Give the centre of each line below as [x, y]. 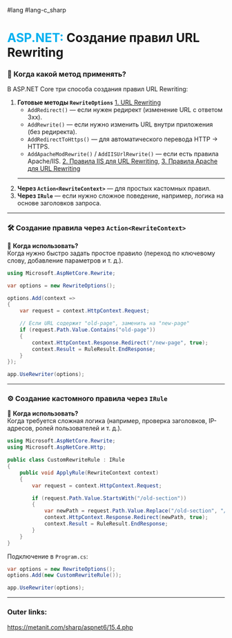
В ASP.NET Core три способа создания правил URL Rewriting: [98, 89]
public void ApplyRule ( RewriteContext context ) [89, 473]
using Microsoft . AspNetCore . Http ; [57, 448]
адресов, [21, 429]
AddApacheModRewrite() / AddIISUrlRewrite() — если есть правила [123, 154]
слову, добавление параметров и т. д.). [65, 260]
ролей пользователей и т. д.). [79, 429]
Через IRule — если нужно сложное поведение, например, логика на [120, 196]
